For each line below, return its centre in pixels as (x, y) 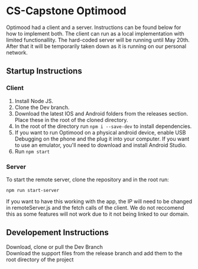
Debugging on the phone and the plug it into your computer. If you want (102, 139)
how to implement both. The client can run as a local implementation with (95, 33)
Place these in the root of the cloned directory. (71, 120)
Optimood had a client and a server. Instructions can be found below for (94, 27)
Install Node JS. (34, 101)
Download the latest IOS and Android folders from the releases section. (101, 113)
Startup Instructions (44, 71)
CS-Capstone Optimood (66, 11)
